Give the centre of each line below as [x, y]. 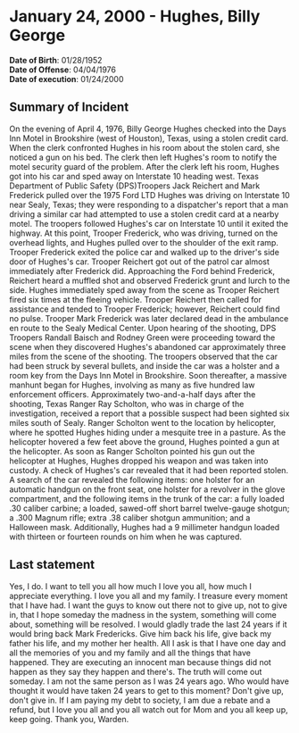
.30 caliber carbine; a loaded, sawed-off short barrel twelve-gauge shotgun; [149, 508]
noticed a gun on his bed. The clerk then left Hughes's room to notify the [143, 157]
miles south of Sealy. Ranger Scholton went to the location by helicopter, [143, 422]
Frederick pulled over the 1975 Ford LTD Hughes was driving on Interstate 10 [149, 195]
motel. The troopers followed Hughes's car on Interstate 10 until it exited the [149, 223]
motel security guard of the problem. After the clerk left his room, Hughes [144, 166]
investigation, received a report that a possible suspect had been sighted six [149, 413]
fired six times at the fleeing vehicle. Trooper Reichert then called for [135, 299]
